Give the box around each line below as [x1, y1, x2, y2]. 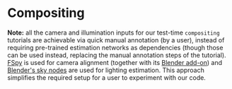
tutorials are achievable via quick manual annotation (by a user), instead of [7, 35, 225, 44]
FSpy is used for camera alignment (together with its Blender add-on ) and [7, 58, 223, 66]
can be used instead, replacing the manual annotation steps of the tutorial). [7, 51, 226, 59]
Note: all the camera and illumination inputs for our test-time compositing [7, 28, 221, 37]
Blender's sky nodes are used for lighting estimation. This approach [7, 66, 205, 74]
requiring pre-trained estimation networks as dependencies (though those [7, 43, 224, 52]
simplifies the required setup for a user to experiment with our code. [7, 73, 207, 82]
